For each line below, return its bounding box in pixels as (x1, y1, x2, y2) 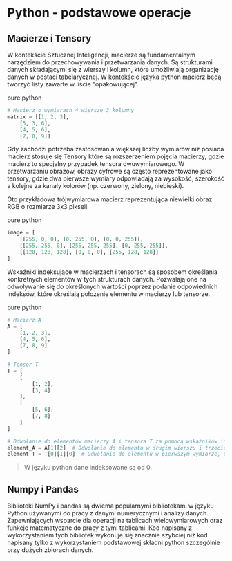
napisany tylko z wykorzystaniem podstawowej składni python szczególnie (7, 538, 221, 547)
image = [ (7, 230, 36, 237)
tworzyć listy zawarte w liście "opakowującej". (7, 80, 139, 88)
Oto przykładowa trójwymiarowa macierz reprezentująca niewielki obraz (7, 195, 213, 203)
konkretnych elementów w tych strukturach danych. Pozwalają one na (7, 275, 207, 283)
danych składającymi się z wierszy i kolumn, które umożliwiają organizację (7, 66, 220, 73)
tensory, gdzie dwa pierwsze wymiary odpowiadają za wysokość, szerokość (7, 174, 225, 183)
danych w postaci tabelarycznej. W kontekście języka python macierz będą (7, 73, 222, 81)
